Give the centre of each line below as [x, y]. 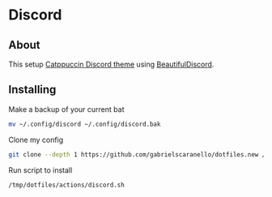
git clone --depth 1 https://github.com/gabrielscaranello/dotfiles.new [134, 154]
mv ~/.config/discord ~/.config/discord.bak [85, 124]
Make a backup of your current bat [66, 109]
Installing [32, 90]
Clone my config [36, 139]
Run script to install [40, 170]
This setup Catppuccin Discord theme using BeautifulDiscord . [111, 64]
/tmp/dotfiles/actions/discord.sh [67, 185]
